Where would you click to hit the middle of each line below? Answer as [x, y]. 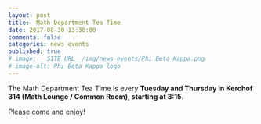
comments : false [34, 37]
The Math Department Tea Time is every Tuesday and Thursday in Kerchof [130, 88]
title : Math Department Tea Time [65, 23]
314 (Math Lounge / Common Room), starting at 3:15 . [96, 96]
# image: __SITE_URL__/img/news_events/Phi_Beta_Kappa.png [107, 59]
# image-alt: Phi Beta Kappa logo [65, 66]
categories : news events [49, 44]
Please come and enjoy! [47, 112]
